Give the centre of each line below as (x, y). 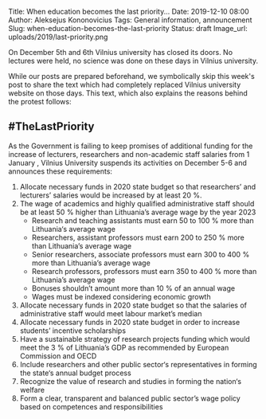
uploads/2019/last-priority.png (58, 37)
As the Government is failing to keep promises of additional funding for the (131, 146)
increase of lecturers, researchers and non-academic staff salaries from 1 (129, 154)
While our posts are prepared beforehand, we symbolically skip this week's (131, 76)
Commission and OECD (58, 356)
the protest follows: (40, 102)
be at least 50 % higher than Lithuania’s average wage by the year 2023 (138, 212)
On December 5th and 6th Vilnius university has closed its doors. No (121, 52)
